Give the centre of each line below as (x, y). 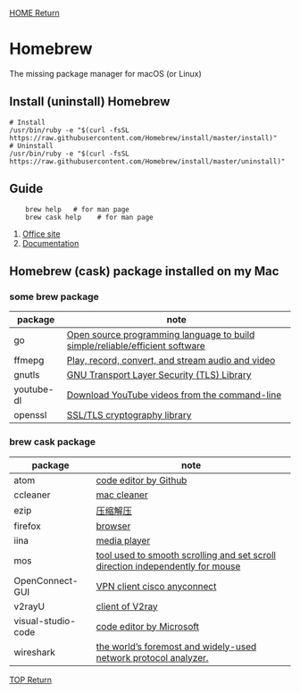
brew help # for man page (77, 209)
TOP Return (30, 680)
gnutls (27, 375)
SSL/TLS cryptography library (129, 415)
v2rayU (29, 606)
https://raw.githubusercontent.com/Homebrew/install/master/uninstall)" (147, 161)
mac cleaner (122, 495)
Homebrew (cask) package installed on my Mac (144, 271)
